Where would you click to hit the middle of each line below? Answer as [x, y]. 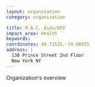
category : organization [36, 17]
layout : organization [33, 12]
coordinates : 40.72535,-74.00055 [48, 44]
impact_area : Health [32, 33]
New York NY [27, 61]
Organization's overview [36, 78]
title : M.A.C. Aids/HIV [36, 28]
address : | [20, 50]
